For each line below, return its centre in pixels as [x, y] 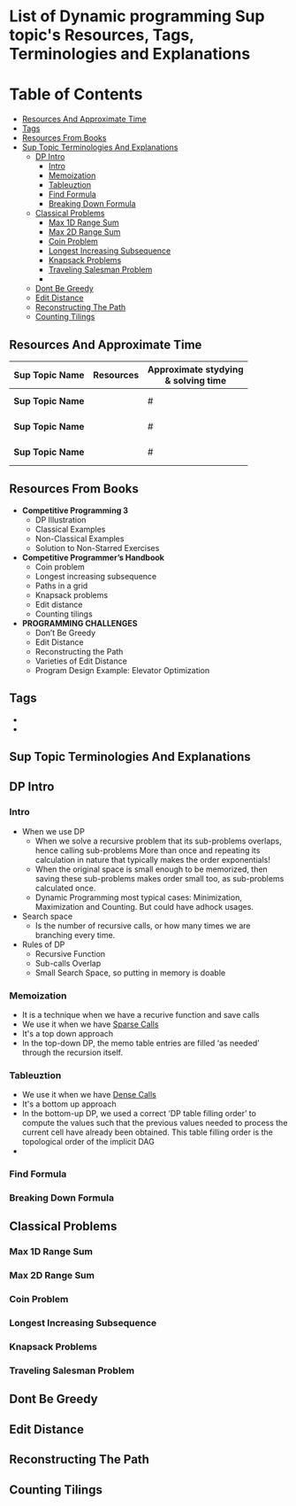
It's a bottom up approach [69, 1104]
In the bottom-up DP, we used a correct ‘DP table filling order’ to [139, 1114]
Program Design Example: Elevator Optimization [122, 670]
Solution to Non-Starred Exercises [97, 547]
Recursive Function [70, 953]
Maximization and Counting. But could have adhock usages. [144, 906]
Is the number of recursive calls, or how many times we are [143, 925]
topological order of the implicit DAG [88, 1142]
